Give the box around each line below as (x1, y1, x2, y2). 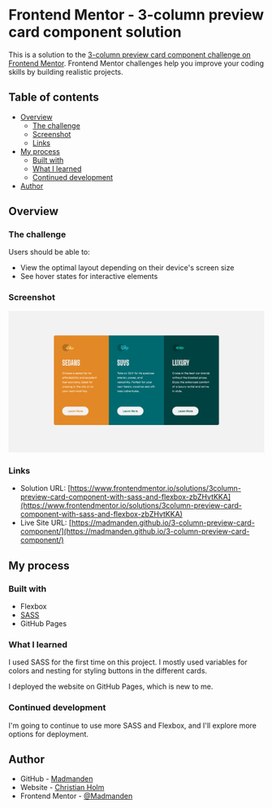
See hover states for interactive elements (19, 272, 158, 282)
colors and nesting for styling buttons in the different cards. (8, 666, 208, 676)
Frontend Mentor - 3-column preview (8, 6, 265, 24)
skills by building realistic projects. (8, 67, 123, 76)
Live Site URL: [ (19, 518, 72, 528)
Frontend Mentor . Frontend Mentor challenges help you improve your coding (8, 58, 265, 68)
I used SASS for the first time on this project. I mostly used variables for (8, 657, 248, 667)
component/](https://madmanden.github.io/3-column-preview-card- (19, 526, 250, 536)
